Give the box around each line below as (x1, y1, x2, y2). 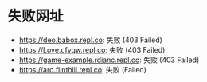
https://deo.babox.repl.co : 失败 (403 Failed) (18, 35, 162, 45)
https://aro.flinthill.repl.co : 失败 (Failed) (18, 64, 146, 74)
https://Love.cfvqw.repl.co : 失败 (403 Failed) (18, 45, 166, 54)
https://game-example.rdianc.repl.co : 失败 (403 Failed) (18, 55, 200, 64)
